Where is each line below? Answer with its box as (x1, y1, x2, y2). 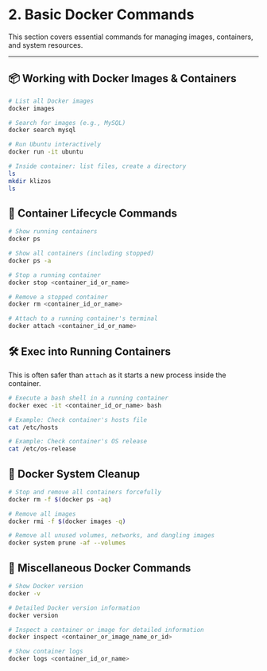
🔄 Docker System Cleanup (8, 467, 141, 481)
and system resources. (8, 40, 83, 49)
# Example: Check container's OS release (8, 438, 148, 446)
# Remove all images (8, 509, 77, 518)
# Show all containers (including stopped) (8, 249, 155, 258)
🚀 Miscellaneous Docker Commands (8, 561, 192, 575)
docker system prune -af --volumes (8, 539, 126, 547)
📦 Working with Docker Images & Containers (8, 72, 237, 85)
